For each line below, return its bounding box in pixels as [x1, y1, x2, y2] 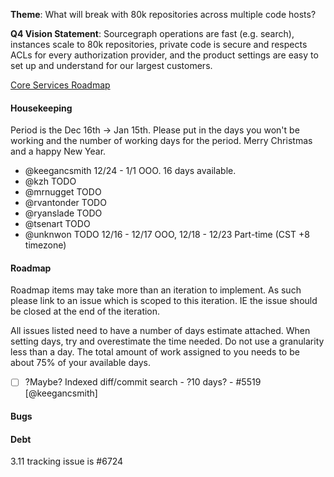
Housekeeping [10, 102, 73, 114]
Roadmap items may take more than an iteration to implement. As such [10, 284, 302, 296]
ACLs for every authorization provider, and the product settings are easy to [10, 49, 319, 61]
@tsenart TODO [24, 218, 91, 230]
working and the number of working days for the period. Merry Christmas [10, 135, 313, 147]
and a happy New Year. [10, 145, 107, 158]
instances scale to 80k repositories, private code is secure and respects [10, 39, 308, 50]
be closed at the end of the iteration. [10, 305, 161, 318]
